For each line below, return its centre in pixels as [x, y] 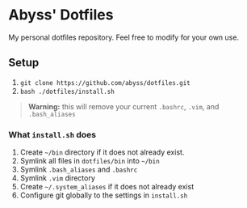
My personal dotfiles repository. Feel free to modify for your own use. [124, 37]
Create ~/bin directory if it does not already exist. [102, 152]
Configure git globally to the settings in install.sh [104, 195]
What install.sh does [52, 134]
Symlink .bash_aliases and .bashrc [79, 170]
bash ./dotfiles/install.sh [67, 91]
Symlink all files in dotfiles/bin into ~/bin [90, 161]
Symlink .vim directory [57, 178]
